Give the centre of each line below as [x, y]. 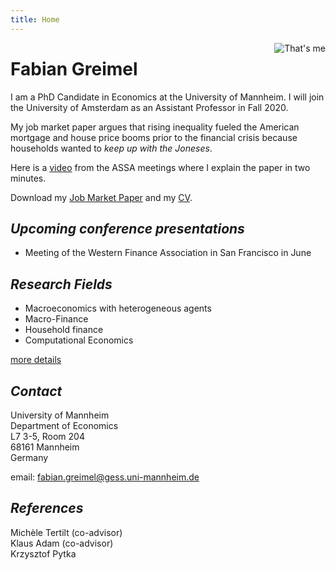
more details [36, 360]
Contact [36, 391]
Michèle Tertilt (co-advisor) [66, 532]
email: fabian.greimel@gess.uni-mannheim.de [105, 477]
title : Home [35, 19]
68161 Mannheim [45, 447]
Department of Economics [64, 425]
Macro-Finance [56, 319]
